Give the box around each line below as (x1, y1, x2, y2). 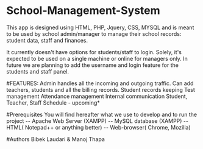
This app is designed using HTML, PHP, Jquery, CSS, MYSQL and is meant (6, 24, 194, 31)
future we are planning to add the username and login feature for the (6, 61, 179, 69)
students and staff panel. (6, 68, 69, 75)
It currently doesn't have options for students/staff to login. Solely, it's (6, 48, 182, 55)
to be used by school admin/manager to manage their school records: (6, 30, 182, 37)
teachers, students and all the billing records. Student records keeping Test (6, 86, 195, 93)
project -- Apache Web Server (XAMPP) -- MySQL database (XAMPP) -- (6, 117, 189, 125)
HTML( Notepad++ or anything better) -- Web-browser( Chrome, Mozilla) (6, 123, 191, 131)
